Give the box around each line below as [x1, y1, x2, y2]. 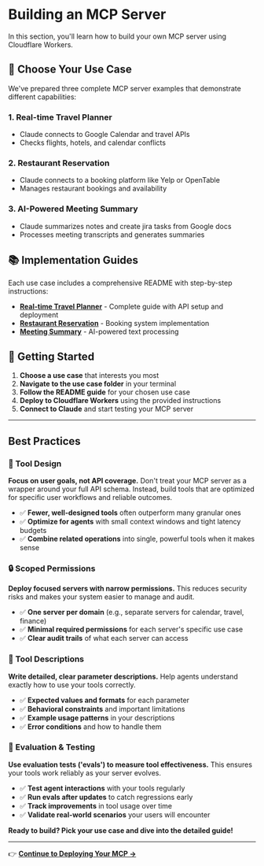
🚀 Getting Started [8, 350, 95, 363]
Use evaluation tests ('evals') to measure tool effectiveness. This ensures [8, 760, 253, 769]
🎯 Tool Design [8, 458, 62, 469]
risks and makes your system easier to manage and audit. [8, 592, 195, 601]
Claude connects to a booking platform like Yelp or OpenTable [19, 176, 220, 185]
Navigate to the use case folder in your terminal [19, 379, 177, 389]
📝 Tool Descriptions [8, 653, 85, 664]
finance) [19, 616, 47, 626]
